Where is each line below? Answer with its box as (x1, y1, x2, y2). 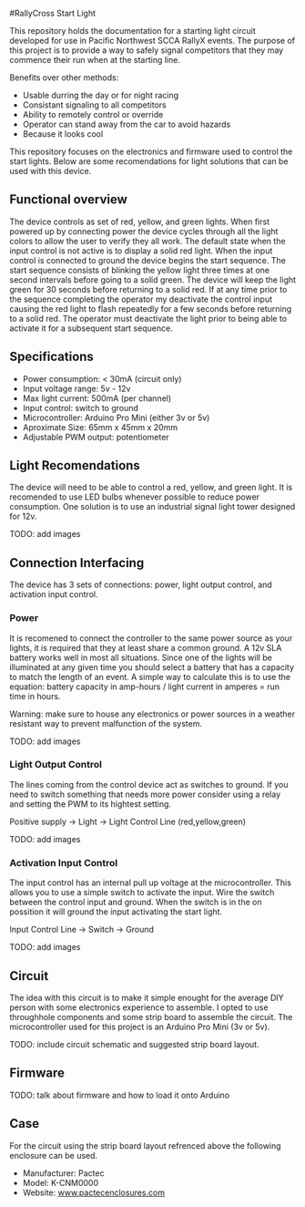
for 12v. (9, 511, 37, 522)
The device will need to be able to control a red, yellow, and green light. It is (9, 482, 293, 493)
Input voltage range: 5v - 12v (22, 383, 131, 394)
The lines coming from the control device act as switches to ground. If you (9, 779, 289, 789)
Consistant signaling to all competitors (22, 99, 167, 110)
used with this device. (9, 166, 92, 176)
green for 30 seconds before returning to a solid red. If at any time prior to (9, 284, 288, 294)
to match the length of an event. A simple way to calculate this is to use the (9, 671, 291, 682)
